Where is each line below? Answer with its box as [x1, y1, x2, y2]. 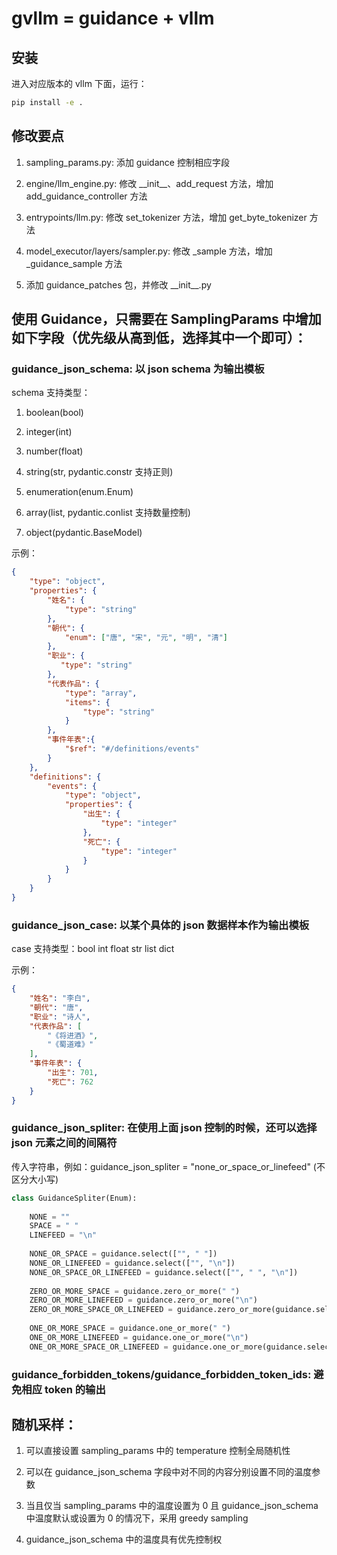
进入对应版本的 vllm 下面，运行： [11, 78, 148, 89]
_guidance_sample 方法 [25, 257, 123, 269]
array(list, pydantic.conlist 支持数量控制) [25, 507, 191, 519]
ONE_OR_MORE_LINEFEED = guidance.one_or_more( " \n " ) [29, 1332, 249, 1342]
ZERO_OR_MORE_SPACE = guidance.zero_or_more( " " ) [29, 1286, 241, 1296]
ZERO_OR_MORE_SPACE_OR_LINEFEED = [29, 1305, 173, 1315]
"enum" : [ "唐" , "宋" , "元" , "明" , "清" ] [64, 632, 229, 642]
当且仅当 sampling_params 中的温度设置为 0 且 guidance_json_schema [25, 1500, 319, 1512]
